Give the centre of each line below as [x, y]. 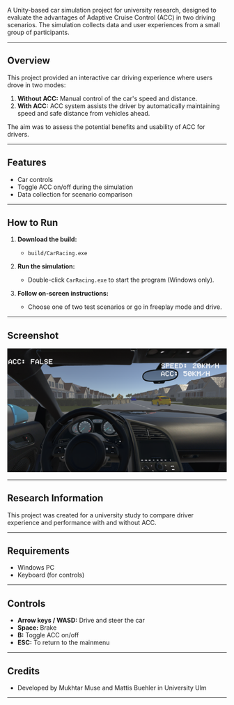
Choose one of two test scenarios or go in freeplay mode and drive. [125, 307]
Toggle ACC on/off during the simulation [75, 187]
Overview [29, 61]
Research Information [55, 498]
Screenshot [33, 335]
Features [27, 163]
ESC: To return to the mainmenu [63, 643]
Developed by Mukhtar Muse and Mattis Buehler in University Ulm [112, 688]
